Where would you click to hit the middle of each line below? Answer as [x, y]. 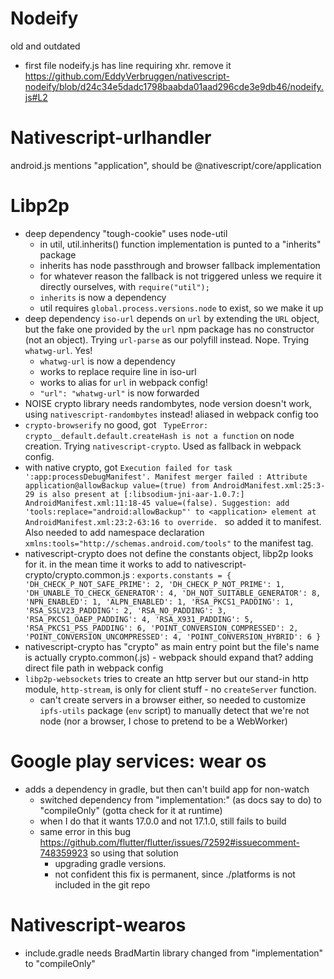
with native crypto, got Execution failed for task [128, 467]
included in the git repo [102, 884]
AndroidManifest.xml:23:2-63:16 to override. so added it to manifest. [173, 521]
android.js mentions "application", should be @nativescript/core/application [166, 165]
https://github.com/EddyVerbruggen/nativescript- [127, 76]
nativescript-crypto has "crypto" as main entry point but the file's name [172, 646]
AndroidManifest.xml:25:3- [269, 485]
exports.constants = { [184, 575]
